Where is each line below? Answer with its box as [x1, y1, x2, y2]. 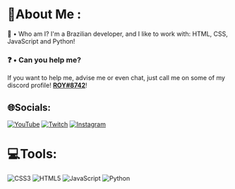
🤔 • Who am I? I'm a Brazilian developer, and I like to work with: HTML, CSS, [7, 30, 228, 38]
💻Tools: [7, 146, 58, 162]
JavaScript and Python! [7, 37, 76, 45]
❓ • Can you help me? [7, 55, 81, 65]
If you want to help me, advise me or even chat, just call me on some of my [7, 74, 226, 82]
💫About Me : [7, 6, 82, 22]
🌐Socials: [7, 101, 52, 113]
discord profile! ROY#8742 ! [7, 81, 88, 90]
